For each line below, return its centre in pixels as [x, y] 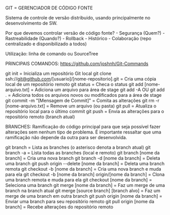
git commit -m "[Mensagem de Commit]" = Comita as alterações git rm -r [82, 100]
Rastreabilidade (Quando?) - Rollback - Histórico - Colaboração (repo [78, 38]
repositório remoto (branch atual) [40, 117]
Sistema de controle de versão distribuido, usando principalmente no [78, 18]
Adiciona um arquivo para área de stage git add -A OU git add [100, 90]
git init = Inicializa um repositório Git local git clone [58, 73]
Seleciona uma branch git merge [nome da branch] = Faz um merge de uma [85, 185]
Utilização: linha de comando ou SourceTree [52, 54]
